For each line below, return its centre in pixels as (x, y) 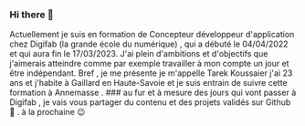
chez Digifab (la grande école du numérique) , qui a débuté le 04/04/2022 (149, 44)
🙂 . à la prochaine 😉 (47, 112)
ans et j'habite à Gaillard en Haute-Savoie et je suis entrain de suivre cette (148, 83)
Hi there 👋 (32, 15)
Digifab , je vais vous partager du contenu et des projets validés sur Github (150, 102)
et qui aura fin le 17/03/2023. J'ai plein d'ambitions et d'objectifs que (139, 54)
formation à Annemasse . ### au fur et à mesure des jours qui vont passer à (153, 93)
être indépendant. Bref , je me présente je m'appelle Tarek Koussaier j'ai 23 (151, 73)
